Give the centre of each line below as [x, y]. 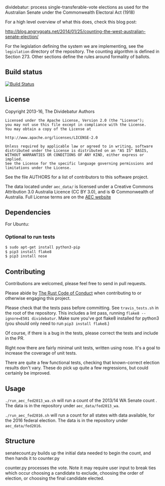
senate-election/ [22, 37]
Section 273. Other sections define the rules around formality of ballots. [78, 57]
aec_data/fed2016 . [23, 425]
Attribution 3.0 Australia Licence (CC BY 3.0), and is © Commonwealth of [80, 192]
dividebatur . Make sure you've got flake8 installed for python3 [95, 318]
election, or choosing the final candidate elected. [55, 478]
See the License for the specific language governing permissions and [79, 163]
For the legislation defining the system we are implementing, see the [74, 46]
